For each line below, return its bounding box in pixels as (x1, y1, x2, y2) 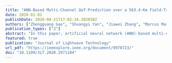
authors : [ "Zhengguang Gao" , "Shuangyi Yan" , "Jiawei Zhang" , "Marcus (5, 21, 159, 27)
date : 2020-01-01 (5, 12, 42, 17)
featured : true (5, 36, 38, 41)
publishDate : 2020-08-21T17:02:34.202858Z (5, 17, 97, 22)
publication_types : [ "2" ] (5, 26, 60, 31)
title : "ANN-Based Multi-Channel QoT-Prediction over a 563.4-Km (5, 7, 147, 13)
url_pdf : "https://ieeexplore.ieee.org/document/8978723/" (5, 45, 134, 50)
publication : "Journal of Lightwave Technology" (5, 41, 111, 46)
